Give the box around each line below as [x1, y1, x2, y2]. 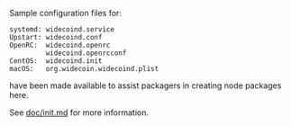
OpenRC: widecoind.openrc [9, 40, 111, 49]
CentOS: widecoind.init [9, 57, 103, 66]
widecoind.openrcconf [45, 49, 127, 58]
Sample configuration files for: [9, 8, 122, 18]
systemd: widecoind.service [9, 25, 115, 34]
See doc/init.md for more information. [9, 107, 149, 118]
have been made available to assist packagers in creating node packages [9, 80, 282, 91]
